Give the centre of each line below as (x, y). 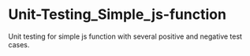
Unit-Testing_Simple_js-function (118, 15)
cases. (19, 44)
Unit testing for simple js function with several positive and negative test (125, 36)
